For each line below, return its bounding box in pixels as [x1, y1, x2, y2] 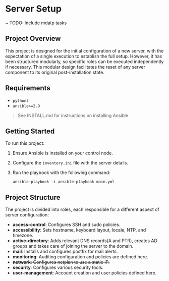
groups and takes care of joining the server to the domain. [12, 243, 134, 249]
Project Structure [5, 193, 61, 202]
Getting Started [5, 127, 55, 135]
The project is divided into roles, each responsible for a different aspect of [5, 206, 160, 212]
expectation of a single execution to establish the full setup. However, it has [5, 53, 162, 59]
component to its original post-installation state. [5, 69, 104, 75]
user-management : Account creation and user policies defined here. [12, 270, 157, 276]
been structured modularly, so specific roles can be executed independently [5, 59, 164, 65]
